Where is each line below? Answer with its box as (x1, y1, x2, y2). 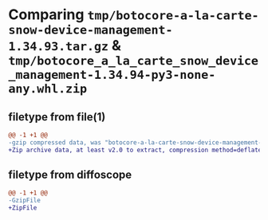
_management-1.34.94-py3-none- (8, 68, 216, 83)
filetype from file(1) (8, 110, 106, 124)
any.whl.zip (8, 81, 88, 96)
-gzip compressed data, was (8, 138, 102, 147)
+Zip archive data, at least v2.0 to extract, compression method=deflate (8, 146, 262, 154)
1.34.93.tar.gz (8, 39, 109, 54)
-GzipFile (8, 197, 41, 205)
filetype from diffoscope (8, 168, 132, 182)
